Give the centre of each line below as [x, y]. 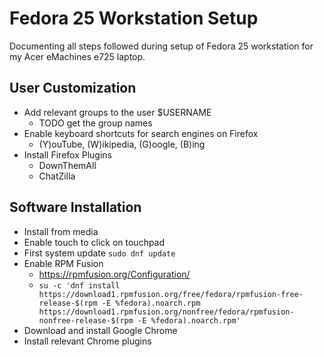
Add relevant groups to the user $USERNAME [117, 112]
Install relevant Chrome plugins [87, 341]
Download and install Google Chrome [100, 330]
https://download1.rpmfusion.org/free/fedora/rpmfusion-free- [171, 294]
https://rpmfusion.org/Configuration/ [114, 274]
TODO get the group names [95, 123]
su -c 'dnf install [79, 285]
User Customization [73, 88]
